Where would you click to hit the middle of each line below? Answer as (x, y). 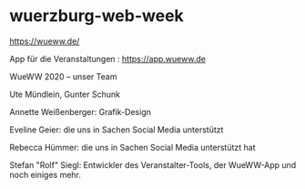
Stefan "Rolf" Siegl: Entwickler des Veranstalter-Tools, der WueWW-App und (153, 164)
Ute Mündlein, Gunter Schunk (65, 94)
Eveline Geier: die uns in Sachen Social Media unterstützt (117, 130)
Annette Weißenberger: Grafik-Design (81, 111)
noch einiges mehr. (46, 174)
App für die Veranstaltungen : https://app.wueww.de (108, 58)
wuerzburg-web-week (97, 16)
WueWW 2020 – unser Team (63, 76)
